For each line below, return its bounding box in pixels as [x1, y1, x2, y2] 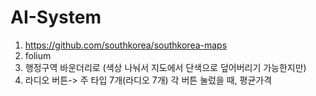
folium [24, 49, 52, 61]
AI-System [10, 6, 102, 29]
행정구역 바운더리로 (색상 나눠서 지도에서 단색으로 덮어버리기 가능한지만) [24, 61, 307, 73]
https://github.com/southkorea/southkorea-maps [24, 39, 228, 51]
